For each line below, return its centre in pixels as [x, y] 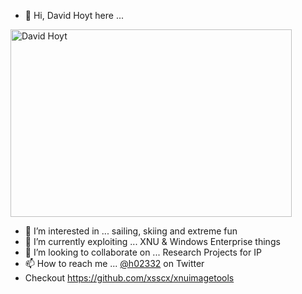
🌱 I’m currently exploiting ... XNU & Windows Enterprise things [152, 241]
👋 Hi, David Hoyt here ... [74, 15]
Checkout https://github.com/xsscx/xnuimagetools [129, 278]
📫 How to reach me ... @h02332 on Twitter [114, 263]
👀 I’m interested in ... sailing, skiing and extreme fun [131, 231]
